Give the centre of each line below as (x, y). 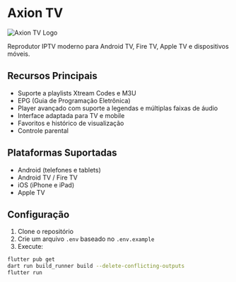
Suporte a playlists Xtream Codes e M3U (77, 93)
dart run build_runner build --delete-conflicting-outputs (96, 266)
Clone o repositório (46, 232)
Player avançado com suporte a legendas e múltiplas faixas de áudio (118, 108)
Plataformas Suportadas (63, 153)
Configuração (39, 215)
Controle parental (43, 130)
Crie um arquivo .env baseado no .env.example (86, 239)
